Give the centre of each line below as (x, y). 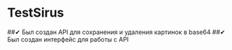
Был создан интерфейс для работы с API (68, 39)
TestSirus (36, 13)
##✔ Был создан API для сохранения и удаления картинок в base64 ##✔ (116, 32)
